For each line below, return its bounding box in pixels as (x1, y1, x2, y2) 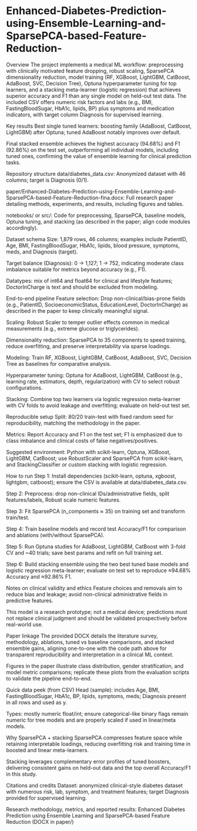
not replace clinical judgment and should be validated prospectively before (6, 615, 187, 622)
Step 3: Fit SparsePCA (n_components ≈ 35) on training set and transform (6, 508, 185, 515)
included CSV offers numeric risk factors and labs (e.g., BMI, (6, 98, 153, 105)
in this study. (6, 770, 37, 777)
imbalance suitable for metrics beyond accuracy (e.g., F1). (6, 266, 147, 273)
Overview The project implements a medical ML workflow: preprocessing (6, 61, 184, 68)
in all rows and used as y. (6, 699, 68, 706)
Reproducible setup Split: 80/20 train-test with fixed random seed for (6, 413, 173, 420)
